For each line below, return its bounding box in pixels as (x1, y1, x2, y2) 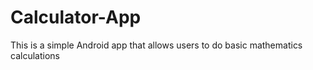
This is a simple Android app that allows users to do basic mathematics (10, 39, 303, 51)
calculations (10, 49, 60, 61)
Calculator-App (10, 6, 142, 29)
